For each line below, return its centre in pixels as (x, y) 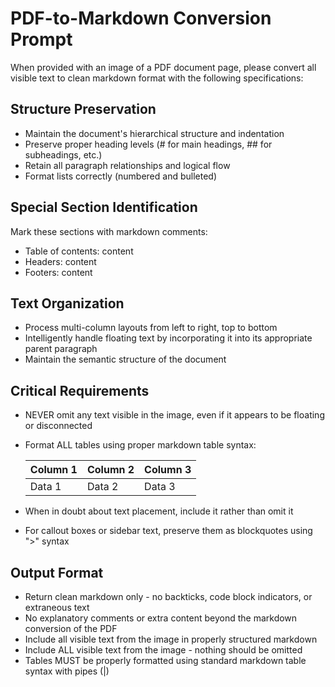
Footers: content (58, 272)
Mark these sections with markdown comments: (109, 231)
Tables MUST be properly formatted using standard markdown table (165, 660)
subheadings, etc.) (63, 154)
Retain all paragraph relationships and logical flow (127, 165)
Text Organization (67, 303)
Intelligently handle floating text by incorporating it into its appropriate (168, 338)
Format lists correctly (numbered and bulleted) (120, 176)
